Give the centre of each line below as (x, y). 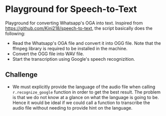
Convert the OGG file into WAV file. (48, 54)
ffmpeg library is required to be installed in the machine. (70, 48)
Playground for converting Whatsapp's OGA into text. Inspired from (74, 23)
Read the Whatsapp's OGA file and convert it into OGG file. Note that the (86, 43)
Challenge (21, 75)
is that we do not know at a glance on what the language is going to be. (86, 97)
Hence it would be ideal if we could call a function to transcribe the (81, 103)
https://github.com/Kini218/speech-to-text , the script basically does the (79, 28)
